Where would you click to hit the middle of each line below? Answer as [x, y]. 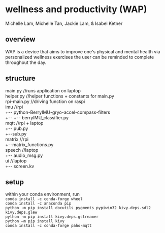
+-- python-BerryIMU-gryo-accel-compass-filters [58, 112]
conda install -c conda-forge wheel [44, 199]
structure [20, 78]
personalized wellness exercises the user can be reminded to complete [80, 57]
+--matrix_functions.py [29, 144]
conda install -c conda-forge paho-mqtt [49, 226]
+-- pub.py [17, 128]
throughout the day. [26, 62]
